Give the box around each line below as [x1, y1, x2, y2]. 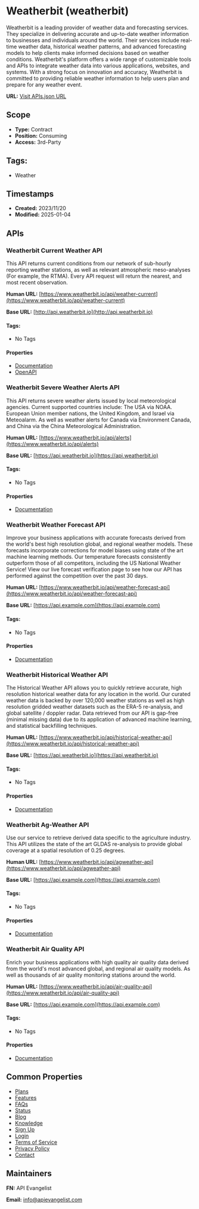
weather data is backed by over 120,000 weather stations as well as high [6, 697, 185, 704]
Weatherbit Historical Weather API [6, 670, 108, 679]
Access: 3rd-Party [14, 139, 61, 146]
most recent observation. [6, 279, 69, 286]
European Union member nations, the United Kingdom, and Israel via [6, 410, 175, 417]
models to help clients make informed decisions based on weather [6, 49, 169, 56]
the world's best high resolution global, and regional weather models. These [6, 540, 193, 547]
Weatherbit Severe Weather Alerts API [6, 383, 120, 392]
